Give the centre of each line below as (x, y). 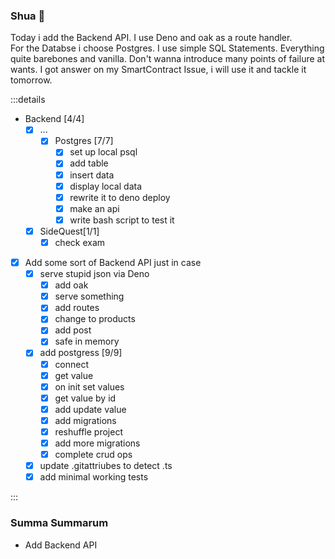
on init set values (89, 386)
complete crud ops (93, 455)
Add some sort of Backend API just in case (113, 262)
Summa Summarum (59, 523)
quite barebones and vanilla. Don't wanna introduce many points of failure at (168, 59)
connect (72, 364)
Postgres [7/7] (84, 141)
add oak (71, 285)
